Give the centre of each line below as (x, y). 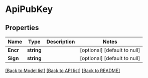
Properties (22, 28)
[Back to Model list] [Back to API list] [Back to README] (63, 70)
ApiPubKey (29, 9)
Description (61, 42)
